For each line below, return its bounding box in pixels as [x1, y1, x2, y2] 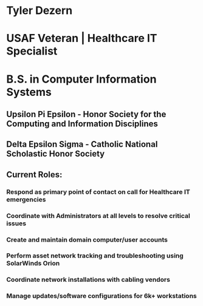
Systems [6, 85, 52, 99]
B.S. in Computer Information [6, 72, 157, 86]
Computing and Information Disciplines [6, 118, 158, 129]
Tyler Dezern [6, 4, 73, 18]
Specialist [6, 44, 58, 58]
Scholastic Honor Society [6, 149, 105, 159]
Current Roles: [6, 169, 63, 180]
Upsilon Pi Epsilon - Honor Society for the [6, 109, 167, 119]
